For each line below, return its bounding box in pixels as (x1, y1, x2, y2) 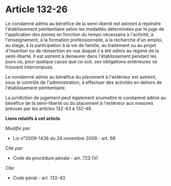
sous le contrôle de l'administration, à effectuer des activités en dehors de (5, 79, 162, 85)
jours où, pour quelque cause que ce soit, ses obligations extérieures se (5, 58, 158, 64)
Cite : (5, 165, 15, 171)
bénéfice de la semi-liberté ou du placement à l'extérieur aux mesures (5, 100, 154, 106)
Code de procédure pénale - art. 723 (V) (12, 155, 98, 161)
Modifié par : (5, 125, 32, 131)
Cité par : (5, 145, 24, 151)
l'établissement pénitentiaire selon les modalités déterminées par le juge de (5, 26, 165, 32)
